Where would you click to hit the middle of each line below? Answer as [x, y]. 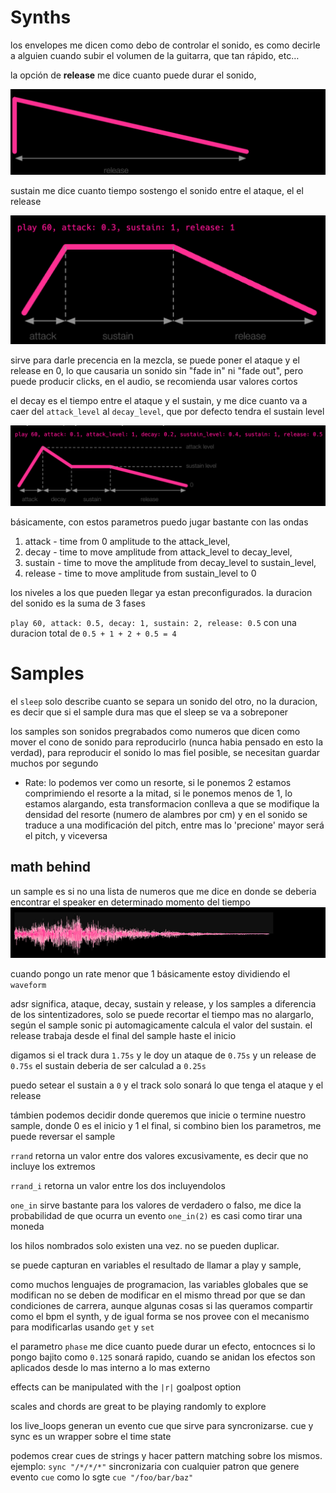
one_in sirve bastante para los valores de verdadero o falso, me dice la [156, 1205]
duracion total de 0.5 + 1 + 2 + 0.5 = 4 [93, 633]
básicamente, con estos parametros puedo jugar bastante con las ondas [159, 522]
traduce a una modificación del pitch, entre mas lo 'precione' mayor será [174, 825]
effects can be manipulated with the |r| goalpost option [126, 1387]
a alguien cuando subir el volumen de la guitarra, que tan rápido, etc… [155, 55]
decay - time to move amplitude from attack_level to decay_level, [158, 552]
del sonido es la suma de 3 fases [78, 603]
